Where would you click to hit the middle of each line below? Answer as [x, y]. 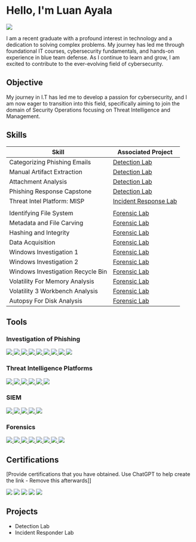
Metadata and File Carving [46, 222]
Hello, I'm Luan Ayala [59, 10]
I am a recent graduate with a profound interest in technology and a [89, 38]
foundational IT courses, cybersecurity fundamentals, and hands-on [90, 51]
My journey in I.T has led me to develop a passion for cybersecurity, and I [97, 97]
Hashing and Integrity [39, 233]
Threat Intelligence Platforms [49, 368]
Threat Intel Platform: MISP [47, 201]
